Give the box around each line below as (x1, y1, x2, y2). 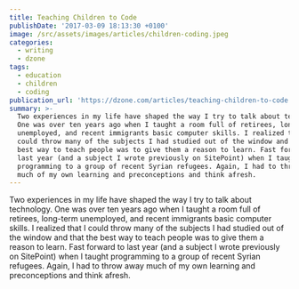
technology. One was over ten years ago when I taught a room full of (9, 204, 261, 214)
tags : (9, 63, 29, 72)
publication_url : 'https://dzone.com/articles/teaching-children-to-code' (9, 95, 293, 105)
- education (17, 71, 62, 80)
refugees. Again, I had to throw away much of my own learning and (9, 261, 256, 271)
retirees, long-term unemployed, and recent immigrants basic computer (9, 213, 272, 224)
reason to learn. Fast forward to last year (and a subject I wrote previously (9, 242, 280, 253)
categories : (9, 37, 53, 47)
